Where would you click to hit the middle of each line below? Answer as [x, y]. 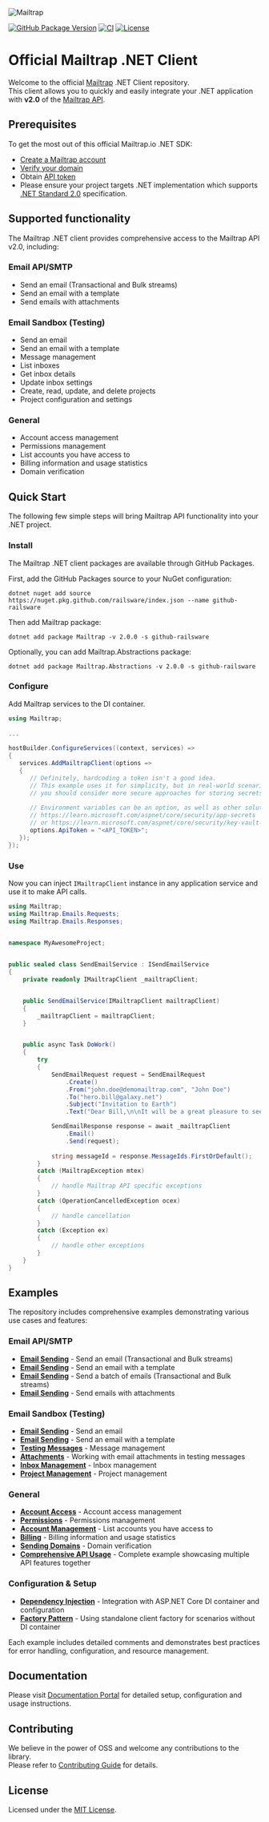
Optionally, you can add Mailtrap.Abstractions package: [100, 651]
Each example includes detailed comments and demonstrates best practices [134, 1642]
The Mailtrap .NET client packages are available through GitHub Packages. [131, 563]
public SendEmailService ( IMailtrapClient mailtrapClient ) [121, 1001]
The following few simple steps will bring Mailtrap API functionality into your [133, 516]
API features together [55, 1563]
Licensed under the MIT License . [62, 1810]
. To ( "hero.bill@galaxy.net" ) [114, 1097]
